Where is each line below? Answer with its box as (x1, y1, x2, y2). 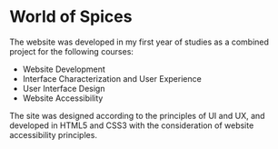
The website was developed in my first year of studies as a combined (9, 36, 270, 47)
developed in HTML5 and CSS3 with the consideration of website (9, 120, 254, 131)
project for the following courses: (9, 45, 134, 56)
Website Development (22, 64, 106, 74)
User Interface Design (22, 83, 105, 94)
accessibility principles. (9, 129, 98, 140)
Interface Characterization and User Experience (22, 73, 202, 84)
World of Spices (9, 6, 133, 27)
